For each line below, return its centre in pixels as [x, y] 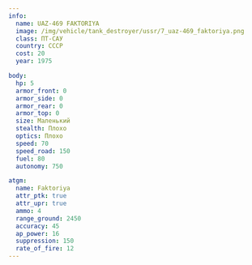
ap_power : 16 [38, 233]
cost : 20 [30, 53]
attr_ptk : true [41, 196]
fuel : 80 [30, 159]
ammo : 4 [29, 211]
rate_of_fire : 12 [45, 249]
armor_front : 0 [41, 91]
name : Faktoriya [43, 188]
